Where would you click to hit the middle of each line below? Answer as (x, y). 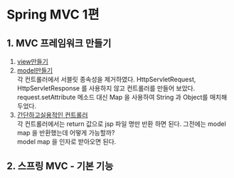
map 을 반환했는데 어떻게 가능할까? (66, 133)
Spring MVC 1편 (53, 15)
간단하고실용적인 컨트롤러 (52, 115)
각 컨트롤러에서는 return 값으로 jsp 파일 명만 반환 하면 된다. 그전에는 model (122, 124)
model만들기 (35, 70)
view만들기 (33, 62)
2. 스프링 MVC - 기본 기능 (60, 166)
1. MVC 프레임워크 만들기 (59, 43)
